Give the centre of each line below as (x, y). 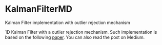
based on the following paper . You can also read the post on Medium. (75, 37)
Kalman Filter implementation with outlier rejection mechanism (68, 22)
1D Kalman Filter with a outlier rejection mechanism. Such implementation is (81, 32)
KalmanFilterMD (39, 9)
